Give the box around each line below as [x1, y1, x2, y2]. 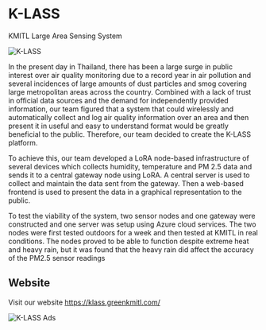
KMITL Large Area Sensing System [8, 31, 123, 41]
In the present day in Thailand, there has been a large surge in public [8, 61, 233, 72]
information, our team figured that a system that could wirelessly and [8, 104, 234, 114]
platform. [8, 138, 38, 147]
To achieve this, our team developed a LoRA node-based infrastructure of [8, 153, 250, 163]
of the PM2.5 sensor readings [8, 253, 106, 262]
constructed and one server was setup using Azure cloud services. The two [8, 219, 256, 229]
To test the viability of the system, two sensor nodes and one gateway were [8, 211, 256, 220]
